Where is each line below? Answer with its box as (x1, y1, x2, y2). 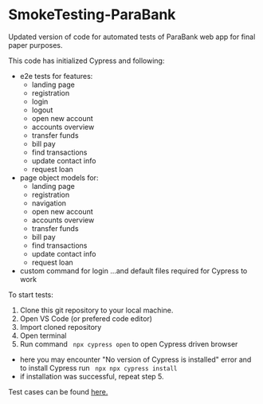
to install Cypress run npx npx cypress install (19, 363, 178, 372)
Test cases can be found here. (8, 386, 108, 396)
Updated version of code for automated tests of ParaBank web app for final (8, 32, 256, 41)
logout (31, 105, 53, 115)
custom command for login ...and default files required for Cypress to (19, 265, 248, 276)
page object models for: (19, 173, 99, 182)
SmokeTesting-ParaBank (8, 6, 176, 24)
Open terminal (19, 331, 67, 340)
